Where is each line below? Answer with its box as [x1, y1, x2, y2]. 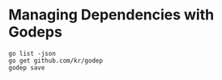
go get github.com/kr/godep [8, 57, 104, 65]
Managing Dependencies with [8, 6, 215, 24]
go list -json [8, 49, 57, 57]
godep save [8, 63, 45, 72]
